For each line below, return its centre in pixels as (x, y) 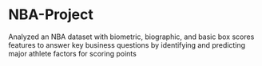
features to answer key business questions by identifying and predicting (127, 45)
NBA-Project (51, 15)
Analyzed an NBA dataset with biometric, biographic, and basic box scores (131, 37)
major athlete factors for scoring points (73, 53)
